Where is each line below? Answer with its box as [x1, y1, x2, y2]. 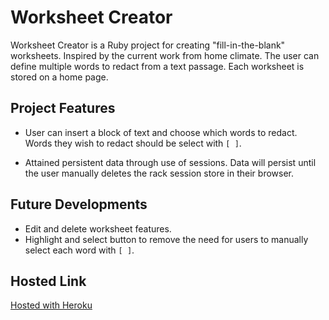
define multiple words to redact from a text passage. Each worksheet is [10, 60, 305, 72]
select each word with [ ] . [24, 244, 135, 256]
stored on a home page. [10, 71, 109, 83]
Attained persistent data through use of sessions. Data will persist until [24, 156, 317, 168]
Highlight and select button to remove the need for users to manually [24, 233, 309, 245]
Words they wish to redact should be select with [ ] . [24, 137, 242, 149]
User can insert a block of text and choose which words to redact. [24, 126, 298, 138]
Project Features [10, 100, 116, 117]
